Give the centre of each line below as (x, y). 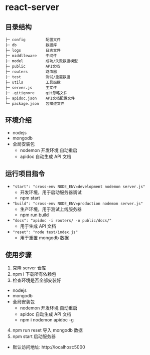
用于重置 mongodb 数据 (44, 238)
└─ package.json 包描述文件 (35, 104)
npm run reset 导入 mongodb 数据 (47, 330)
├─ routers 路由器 (31, 72)
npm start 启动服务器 (34, 336)
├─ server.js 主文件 (31, 88)
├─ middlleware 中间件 (31, 56)
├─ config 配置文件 (33, 40)
